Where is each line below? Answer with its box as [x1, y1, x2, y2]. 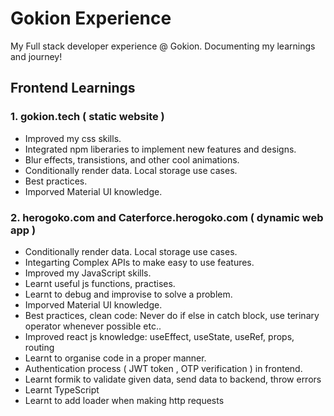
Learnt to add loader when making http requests [24, 394, 225, 406]
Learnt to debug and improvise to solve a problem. [24, 288, 233, 300]
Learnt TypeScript [24, 383, 100, 396]
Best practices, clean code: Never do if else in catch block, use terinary [24, 309, 320, 321]
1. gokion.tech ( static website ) [10, 110, 165, 124]
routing [24, 341, 55, 353]
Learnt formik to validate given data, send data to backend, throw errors [24, 373, 322, 385]
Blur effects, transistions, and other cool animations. [24, 153, 240, 166]
